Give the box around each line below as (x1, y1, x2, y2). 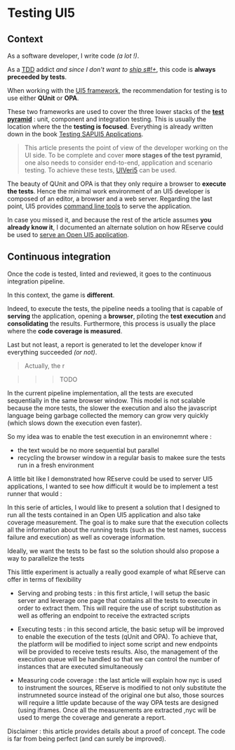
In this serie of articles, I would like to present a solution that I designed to (7, 503, 220, 511)
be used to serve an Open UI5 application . (7, 231, 130, 239)
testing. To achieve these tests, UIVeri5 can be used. (24, 166, 177, 174)
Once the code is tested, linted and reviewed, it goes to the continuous (7, 269, 212, 278)
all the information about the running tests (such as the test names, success (7, 526, 227, 534)
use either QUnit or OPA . (7, 94, 79, 102)
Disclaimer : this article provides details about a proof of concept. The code (7, 727, 226, 735)
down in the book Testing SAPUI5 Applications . (7, 130, 144, 138)
